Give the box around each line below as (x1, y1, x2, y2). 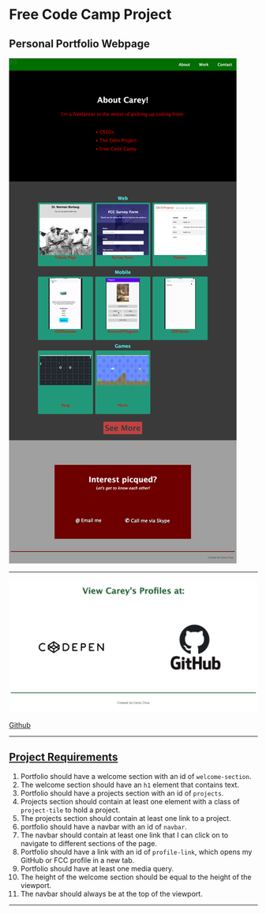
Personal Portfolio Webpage (9, 37, 151, 51)
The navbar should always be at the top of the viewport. (20, 889, 204, 898)
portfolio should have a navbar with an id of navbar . (20, 822, 188, 831)
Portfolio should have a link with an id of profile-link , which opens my (20, 847, 253, 856)
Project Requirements (9, 751, 118, 764)
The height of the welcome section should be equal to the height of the (20, 872, 252, 882)
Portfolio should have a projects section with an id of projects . (20, 788, 224, 798)
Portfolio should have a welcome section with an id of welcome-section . (20, 771, 252, 781)
